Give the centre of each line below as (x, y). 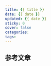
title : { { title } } (25, 10)
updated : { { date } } (26, 19)
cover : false (18, 28)
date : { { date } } (23, 14)
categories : (17, 32)
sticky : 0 (15, 23)
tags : (10, 37)
